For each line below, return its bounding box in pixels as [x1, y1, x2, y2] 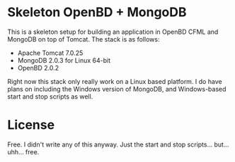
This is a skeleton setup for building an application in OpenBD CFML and [7, 27, 219, 36]
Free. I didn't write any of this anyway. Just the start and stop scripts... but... [7, 140, 229, 149]
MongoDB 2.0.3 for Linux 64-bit [17, 56, 111, 64]
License [7, 117, 55, 133]
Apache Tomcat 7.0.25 [17, 49, 84, 57]
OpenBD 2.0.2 [17, 63, 59, 72]
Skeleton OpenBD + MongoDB [7, 4, 187, 20]
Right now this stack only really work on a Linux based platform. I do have [7, 77, 222, 85]
